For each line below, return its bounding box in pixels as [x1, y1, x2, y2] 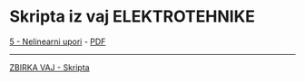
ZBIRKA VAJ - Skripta [9, 61, 90, 73]
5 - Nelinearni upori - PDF [9, 36, 106, 47]
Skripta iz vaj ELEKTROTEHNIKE [9, 6, 256, 27]
